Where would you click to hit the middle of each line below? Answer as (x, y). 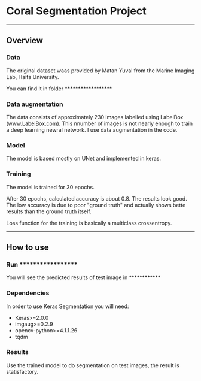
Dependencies (28, 293)
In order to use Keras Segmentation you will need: (68, 306)
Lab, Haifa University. (33, 77)
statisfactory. (22, 371)
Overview (25, 40)
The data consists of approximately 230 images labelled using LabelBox (95, 117)
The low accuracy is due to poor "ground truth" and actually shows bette (96, 205)
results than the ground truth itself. (49, 211)
